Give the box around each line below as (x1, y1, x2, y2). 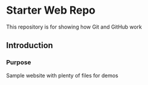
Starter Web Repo (6, 4, 96, 17)
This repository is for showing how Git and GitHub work (6, 23, 142, 30)
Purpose (6, 58, 32, 67)
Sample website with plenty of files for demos (6, 72, 119, 79)
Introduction (6, 40, 53, 51)
